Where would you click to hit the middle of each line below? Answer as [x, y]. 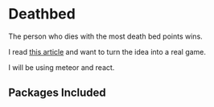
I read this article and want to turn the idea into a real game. [107, 51]
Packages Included [57, 93]
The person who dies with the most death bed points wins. [105, 36]
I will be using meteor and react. [62, 67]
